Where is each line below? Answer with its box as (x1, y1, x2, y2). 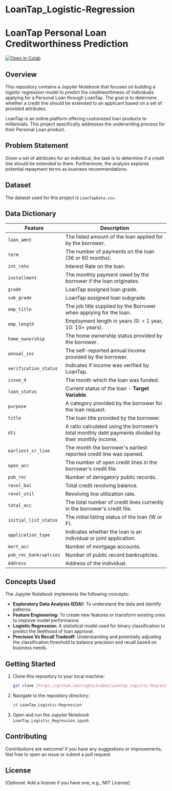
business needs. (12, 644, 48, 651)
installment (8, 275, 37, 281)
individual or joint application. (65, 535, 136, 542)
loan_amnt (8, 237, 32, 243)
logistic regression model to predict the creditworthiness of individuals (5, 89, 154, 95)
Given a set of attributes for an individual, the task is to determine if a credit (5, 155, 165, 161)
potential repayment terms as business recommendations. (5, 166, 128, 172)
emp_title (8, 307, 32, 312)
